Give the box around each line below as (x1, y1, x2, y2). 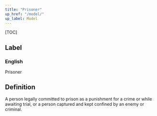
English (5, 58, 23, 65)
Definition (5, 83, 35, 91)
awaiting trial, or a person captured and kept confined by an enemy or (5, 101, 144, 107)
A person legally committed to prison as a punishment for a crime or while (5, 96, 152, 102)
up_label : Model (5, 16, 38, 21)
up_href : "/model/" (5, 12, 44, 17)
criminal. (5, 106, 23, 112)
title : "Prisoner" (5, 7, 42, 12)
